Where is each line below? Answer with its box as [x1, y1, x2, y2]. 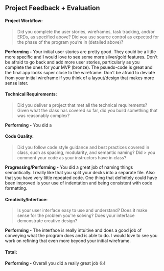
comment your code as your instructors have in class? [17, 155, 126, 160]
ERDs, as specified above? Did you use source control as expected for [17, 34, 159, 40]
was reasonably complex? [17, 113, 70, 119]
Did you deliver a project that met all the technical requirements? [17, 102, 148, 108]
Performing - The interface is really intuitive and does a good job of [5, 227, 142, 233]
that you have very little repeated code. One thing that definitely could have [5, 175, 158, 181]
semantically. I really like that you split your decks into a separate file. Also [5, 170, 155, 175]
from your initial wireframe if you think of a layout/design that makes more [5, 75, 154, 81]
